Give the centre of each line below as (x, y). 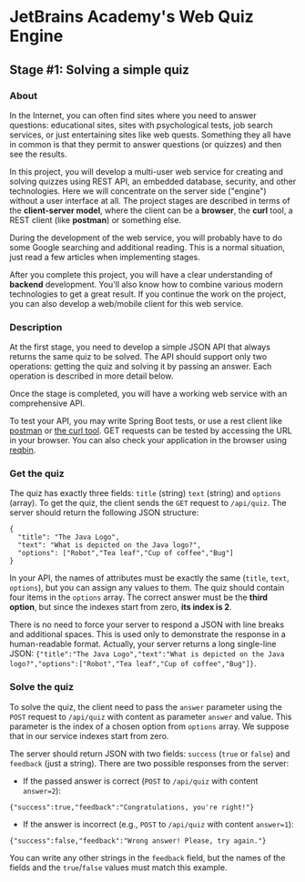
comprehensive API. (47, 403)
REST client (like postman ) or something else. (96, 219)
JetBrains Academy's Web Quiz (132, 17)
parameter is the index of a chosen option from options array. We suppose (149, 726)
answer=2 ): (42, 790)
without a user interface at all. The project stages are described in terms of (150, 200)
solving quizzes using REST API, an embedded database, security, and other (153, 181)
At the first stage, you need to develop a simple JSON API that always (140, 347)
